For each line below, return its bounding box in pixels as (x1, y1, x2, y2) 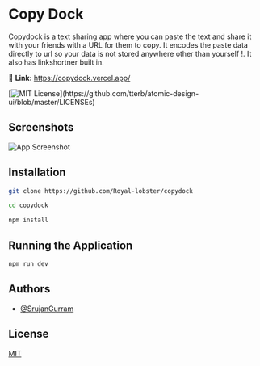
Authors (8, 282, 51, 296)
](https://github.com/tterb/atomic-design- (59, 88, 199, 98)
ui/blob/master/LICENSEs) (8, 97, 95, 107)
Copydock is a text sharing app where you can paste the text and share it (8, 32, 252, 41)
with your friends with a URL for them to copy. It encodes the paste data (8, 40, 249, 49)
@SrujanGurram (19, 304, 74, 313)
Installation (8, 166, 66, 179)
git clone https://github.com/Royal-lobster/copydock (8, 187, 194, 195)
